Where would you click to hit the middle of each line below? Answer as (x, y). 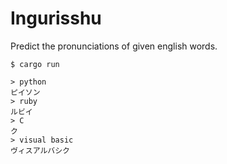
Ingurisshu (56, 18)
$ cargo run (35, 64)
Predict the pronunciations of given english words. (114, 46)
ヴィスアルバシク (40, 150)
